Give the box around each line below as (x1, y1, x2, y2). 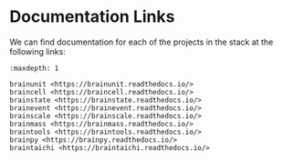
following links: (9, 45, 66, 56)
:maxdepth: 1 (9, 64, 59, 73)
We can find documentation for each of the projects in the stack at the (9, 36, 274, 47)
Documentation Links (9, 6, 175, 27)
